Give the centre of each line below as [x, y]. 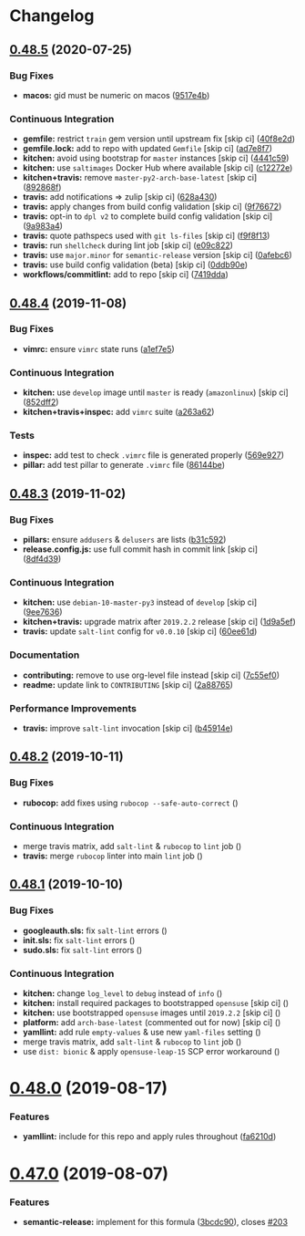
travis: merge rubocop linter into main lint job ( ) [112, 856]
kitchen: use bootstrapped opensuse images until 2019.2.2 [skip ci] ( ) [152, 1013]
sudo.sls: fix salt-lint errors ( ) [82, 950]
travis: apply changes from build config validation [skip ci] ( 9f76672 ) [152, 207]
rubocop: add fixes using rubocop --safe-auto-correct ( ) [130, 803]
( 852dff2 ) [41, 402]
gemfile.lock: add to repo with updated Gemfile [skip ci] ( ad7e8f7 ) [147, 149]
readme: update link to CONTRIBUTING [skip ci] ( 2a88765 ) [128, 684]
